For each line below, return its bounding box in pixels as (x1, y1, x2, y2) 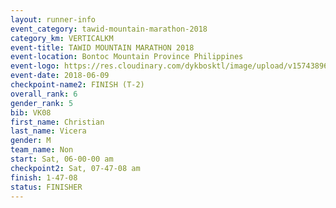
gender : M (10, 136, 52, 146)
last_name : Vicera (10, 126, 87, 136)
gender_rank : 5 (10, 98, 74, 108)
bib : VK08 (10, 107, 52, 118)
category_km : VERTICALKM (10, 33, 114, 43)
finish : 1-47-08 (10, 172, 78, 183)
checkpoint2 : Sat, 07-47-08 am (10, 163, 141, 173)
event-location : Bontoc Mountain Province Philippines (10, 52, 244, 62)
